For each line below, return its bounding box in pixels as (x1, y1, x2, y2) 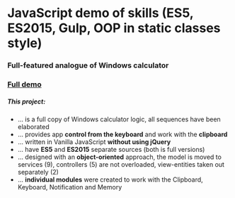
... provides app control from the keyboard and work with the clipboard (17, 130, 228, 138)
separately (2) (17, 168, 59, 176)
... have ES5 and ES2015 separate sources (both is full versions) (17, 145, 205, 153)
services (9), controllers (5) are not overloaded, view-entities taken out (17, 160, 225, 168)
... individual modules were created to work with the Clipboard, (17, 175, 203, 184)
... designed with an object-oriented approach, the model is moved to (17, 153, 222, 161)
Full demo (7, 79, 42, 89)
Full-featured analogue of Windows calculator (7, 60, 169, 70)
